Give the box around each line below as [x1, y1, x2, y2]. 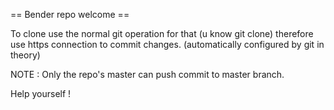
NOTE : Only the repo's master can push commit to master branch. [10, 69, 285, 80]
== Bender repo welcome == [10, 9, 130, 20]
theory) [10, 49, 41, 61]
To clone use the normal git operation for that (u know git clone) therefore [10, 28, 314, 39]
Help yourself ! [10, 88, 72, 99]
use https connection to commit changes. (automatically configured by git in [10, 39, 325, 50]
